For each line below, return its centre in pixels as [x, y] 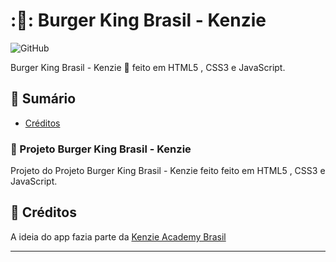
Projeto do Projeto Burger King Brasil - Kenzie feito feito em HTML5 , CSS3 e [168, 171]
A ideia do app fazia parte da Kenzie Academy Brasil [118, 236]
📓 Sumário [43, 99]
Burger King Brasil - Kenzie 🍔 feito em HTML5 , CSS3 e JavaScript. [148, 67]
